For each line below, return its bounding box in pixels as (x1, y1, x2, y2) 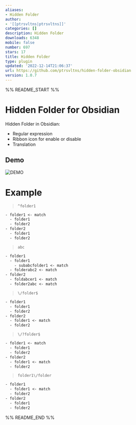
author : (5, 17, 22, 22)
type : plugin (5, 59, 33, 64)
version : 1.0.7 (5, 73, 37, 78)
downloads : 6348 (5, 36, 39, 41)
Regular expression (12, 130, 53, 136)
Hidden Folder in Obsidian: (5, 121, 60, 127)
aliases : (5, 7, 24, 13)
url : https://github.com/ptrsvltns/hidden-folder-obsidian (5, 68, 131, 73)
